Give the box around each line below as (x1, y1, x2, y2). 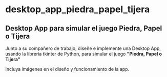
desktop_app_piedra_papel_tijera (5, 4, 150, 15)
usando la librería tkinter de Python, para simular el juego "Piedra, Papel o (5, 51, 162, 57)
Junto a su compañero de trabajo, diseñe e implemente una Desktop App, (5, 45, 161, 52)
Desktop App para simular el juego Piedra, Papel (5, 24, 162, 33)
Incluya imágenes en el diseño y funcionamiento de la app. (5, 66, 130, 72)
